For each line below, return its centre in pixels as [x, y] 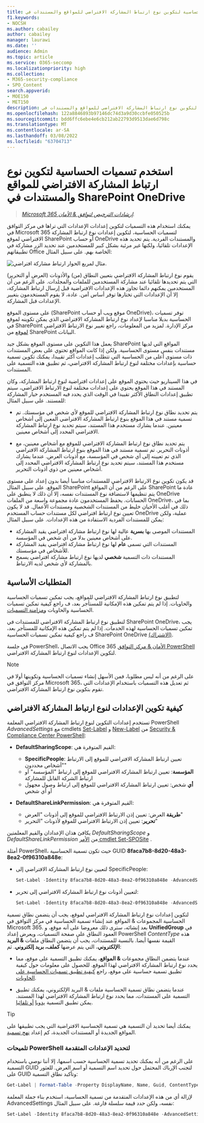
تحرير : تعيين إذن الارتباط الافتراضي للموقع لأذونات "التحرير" [91, 821]
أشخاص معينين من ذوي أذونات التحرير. [59, 469]
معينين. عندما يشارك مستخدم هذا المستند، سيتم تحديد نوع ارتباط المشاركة [99, 425]
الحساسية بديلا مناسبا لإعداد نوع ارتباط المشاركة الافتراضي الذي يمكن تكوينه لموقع [99, 319]
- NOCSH [17, 23]
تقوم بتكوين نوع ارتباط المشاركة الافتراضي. [55, 689]
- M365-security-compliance [42, 79]
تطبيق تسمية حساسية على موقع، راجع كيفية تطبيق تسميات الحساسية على [99, 971]
